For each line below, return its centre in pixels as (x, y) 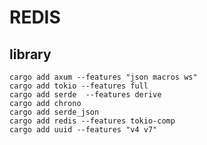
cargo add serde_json (54, 112)
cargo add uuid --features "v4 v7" (83, 130)
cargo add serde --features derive (85, 95)
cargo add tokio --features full (79, 86)
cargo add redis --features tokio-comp (92, 121)
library (30, 54)
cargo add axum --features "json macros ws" (103, 77)
